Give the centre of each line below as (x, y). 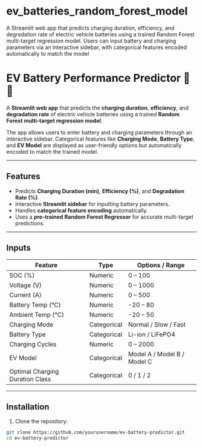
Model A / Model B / (156, 354)
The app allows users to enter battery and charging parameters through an (99, 132)
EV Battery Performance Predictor (94, 78)
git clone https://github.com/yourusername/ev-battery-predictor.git (96, 432)
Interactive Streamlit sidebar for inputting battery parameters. (92, 204)
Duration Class (30, 379)
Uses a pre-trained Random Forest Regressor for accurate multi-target (104, 217)
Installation (28, 407)
